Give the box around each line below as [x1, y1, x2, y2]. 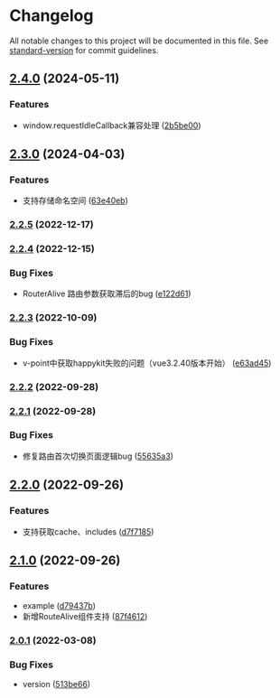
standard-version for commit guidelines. [9, 44, 159, 55]
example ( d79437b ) [22, 600, 97, 611]
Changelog [9, 5, 94, 26]
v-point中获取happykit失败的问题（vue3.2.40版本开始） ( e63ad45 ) [22, 358, 272, 368]
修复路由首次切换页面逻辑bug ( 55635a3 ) [22, 451, 174, 461]
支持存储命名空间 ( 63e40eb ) [22, 195, 129, 206]
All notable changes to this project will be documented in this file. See [9, 35, 269, 46]
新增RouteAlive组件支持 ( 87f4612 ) [22, 611, 148, 622]
